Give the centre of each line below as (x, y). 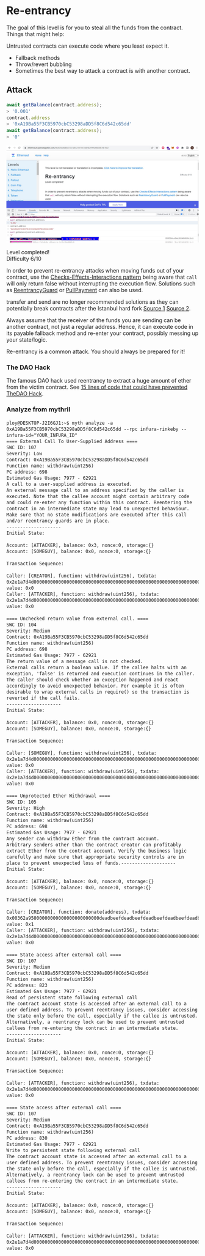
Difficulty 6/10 (24, 259)
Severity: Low (24, 454)
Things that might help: (35, 34)
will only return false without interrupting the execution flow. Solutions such (101, 283)
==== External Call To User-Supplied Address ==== (72, 441)
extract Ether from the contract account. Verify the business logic (97, 851)
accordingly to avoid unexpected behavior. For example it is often (95, 686)
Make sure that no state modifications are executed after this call (97, 515)
